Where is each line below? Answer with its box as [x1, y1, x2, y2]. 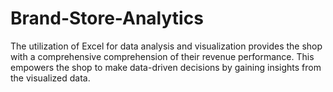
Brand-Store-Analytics [10, 7, 204, 30]
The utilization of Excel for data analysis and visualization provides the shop [10, 40, 323, 52]
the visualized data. [10, 72, 91, 84]
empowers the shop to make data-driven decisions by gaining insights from [10, 61, 322, 73]
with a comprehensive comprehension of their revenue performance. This [10, 50, 315, 62]
